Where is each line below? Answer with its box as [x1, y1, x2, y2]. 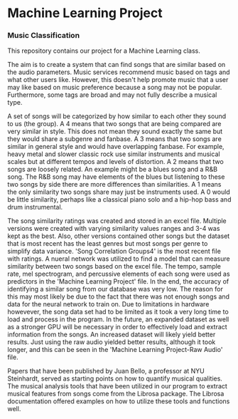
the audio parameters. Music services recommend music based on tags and [7, 68, 230, 76]
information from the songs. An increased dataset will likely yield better [7, 330, 216, 339]
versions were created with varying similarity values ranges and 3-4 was [7, 224, 220, 233]
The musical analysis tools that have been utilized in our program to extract [7, 382, 227, 390]
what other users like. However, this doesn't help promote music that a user [7, 76, 229, 84]
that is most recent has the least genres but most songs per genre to [7, 239, 208, 248]
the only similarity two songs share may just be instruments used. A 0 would [7, 187, 231, 197]
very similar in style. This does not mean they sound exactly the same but [7, 127, 223, 136]
